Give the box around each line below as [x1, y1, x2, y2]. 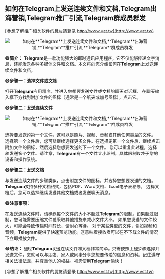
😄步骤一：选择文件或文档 [5, 78, 57, 84]
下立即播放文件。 [5, 235, 40, 241]
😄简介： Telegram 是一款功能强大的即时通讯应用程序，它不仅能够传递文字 [5, 55, 156, 61]
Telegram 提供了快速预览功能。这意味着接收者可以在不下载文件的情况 [18, 229, 158, 235]
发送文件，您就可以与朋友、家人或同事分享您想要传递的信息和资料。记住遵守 [5, 251, 160, 257]
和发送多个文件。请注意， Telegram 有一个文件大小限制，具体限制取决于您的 [5, 150, 158, 156]
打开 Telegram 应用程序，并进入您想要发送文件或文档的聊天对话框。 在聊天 [5, 88, 155, 94]
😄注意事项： [5, 200, 31, 206]
